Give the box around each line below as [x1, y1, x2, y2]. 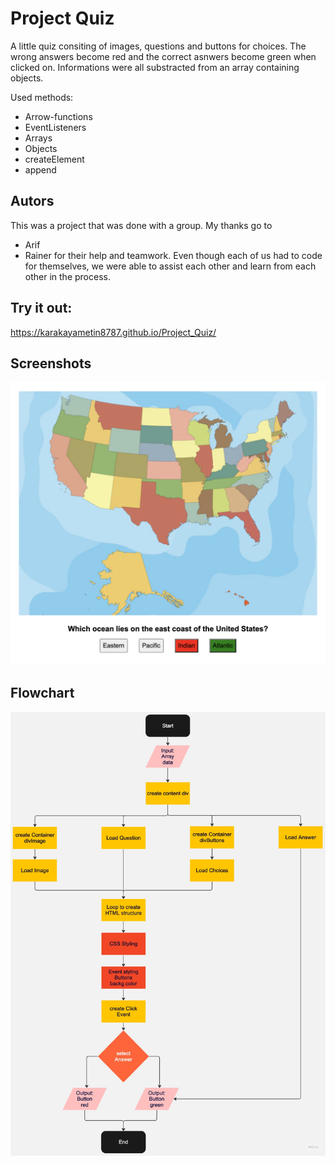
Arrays [24, 132, 53, 144]
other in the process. [24, 270, 111, 282]
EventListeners [24, 121, 87, 133]
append [24, 163, 57, 176]
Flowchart [10, 685, 75, 702]
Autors [10, 193, 55, 210]
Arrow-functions [24, 110, 93, 122]
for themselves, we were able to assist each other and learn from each [24, 260, 317, 272]
